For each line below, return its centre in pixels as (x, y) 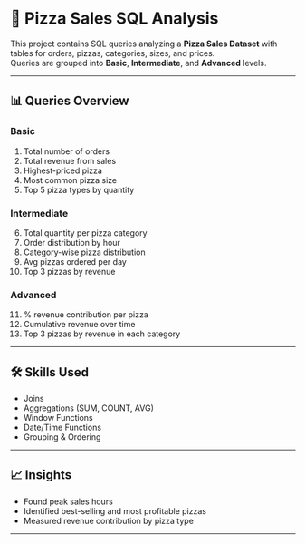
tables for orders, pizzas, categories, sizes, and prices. (113, 53)
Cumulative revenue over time (79, 325)
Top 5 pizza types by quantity (79, 189)
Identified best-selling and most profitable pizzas (115, 510)
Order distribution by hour (71, 242)
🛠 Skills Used (50, 372)
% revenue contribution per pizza (86, 315)
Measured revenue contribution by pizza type (108, 520)
